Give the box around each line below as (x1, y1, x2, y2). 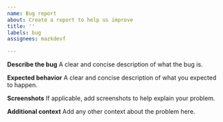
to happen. (7, 81, 38, 89)
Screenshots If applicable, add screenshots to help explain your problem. (7, 94, 215, 103)
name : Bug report (7, 10, 57, 17)
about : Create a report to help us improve (7, 16, 134, 23)
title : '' (7, 23, 36, 29)
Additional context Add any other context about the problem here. (7, 108, 196, 116)
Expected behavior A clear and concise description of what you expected (7, 73, 217, 82)
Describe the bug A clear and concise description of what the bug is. (7, 60, 203, 69)
